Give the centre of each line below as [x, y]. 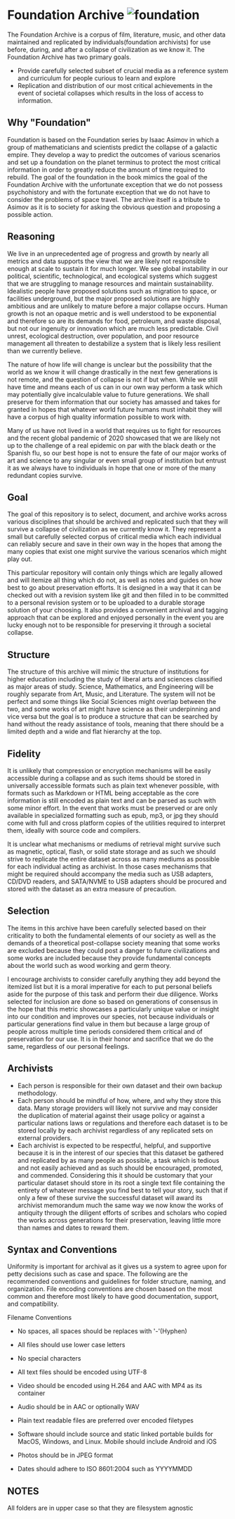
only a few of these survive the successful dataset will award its [110, 1197]
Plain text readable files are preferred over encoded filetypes [106, 1420]
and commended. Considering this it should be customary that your [115, 1175]
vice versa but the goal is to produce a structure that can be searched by [113, 717]
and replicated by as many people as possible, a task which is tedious [118, 1160]
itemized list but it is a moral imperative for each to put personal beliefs [110, 986]
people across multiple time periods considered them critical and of [105, 1031]
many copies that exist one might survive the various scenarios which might [117, 552]
